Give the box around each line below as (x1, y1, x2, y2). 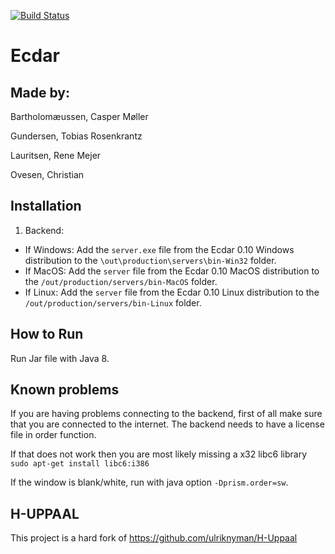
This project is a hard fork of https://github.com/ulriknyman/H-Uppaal (10, 532, 298, 544)
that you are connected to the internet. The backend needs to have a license (10, 418, 325, 430)
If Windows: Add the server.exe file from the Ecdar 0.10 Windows (24, 243, 295, 255)
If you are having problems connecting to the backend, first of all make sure (10, 408, 323, 420)
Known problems (10, 381, 120, 399)
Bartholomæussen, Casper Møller (10, 111, 149, 122)
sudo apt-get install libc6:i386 (10, 459, 150, 469)
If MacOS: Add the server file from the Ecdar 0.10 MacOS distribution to (24, 265, 320, 277)
